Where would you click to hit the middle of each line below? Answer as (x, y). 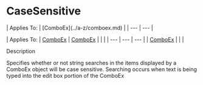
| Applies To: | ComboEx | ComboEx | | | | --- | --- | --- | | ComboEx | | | (95, 39)
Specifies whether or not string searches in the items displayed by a (91, 63)
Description (21, 51)
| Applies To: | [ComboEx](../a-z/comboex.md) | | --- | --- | (80, 28)
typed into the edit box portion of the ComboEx (65, 75)
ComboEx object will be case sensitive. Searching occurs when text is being (102, 69)
